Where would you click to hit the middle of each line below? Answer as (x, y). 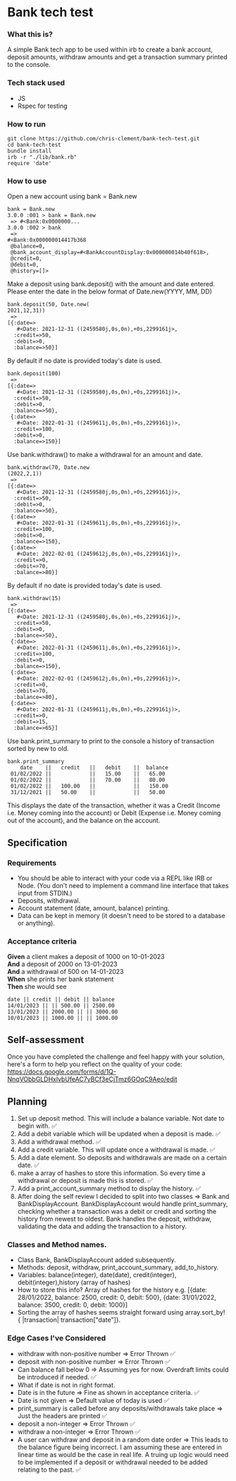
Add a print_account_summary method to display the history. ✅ (109, 1188)
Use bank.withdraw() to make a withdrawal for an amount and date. (105, 455)
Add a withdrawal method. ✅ (59, 1141)
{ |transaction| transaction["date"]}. (69, 1320)
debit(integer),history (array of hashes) (74, 1282)
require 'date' (30, 164)
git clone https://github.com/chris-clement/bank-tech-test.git (104, 139)
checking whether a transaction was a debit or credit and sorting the (117, 1211)
